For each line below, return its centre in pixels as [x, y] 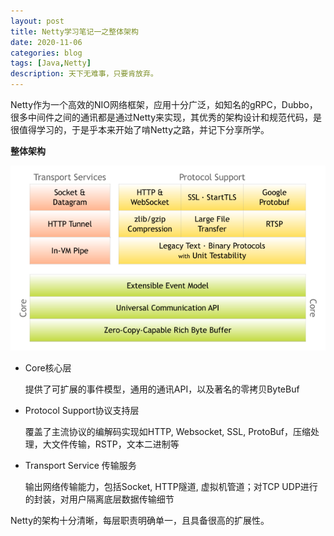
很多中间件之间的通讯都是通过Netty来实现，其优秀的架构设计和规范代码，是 [166, 117]
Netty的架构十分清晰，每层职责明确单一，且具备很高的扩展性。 [140, 521]
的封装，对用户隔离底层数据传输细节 [99, 499]
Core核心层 [48, 368]
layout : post [37, 21]
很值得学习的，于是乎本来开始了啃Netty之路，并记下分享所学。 [140, 129]
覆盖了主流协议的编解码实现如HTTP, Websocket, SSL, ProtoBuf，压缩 [167, 432]
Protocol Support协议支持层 [82, 411]
